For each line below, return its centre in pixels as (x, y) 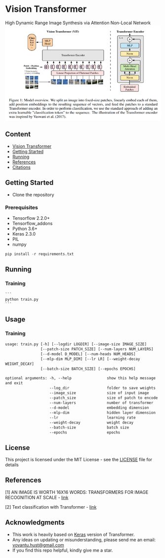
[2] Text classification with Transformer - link (51, 507)
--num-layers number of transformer (101, 403)
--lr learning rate (92, 418)
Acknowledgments (35, 523)
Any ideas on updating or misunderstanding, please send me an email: (84, 540)
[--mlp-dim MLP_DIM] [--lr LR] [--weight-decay (90, 359)
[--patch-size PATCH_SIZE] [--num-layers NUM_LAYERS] (97, 349)
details (12, 465)
